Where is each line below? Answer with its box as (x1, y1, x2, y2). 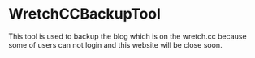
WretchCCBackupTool (8, 5, 161, 23)
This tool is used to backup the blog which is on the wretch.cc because (8, 31, 247, 41)
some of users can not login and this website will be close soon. (8, 39, 223, 49)
